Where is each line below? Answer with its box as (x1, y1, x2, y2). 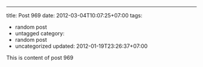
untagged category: (14, 30, 65, 36)
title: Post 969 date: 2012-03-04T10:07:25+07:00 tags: (6, 12, 143, 19)
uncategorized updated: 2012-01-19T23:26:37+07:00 (14, 42, 148, 50)
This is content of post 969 (6, 54, 74, 61)
